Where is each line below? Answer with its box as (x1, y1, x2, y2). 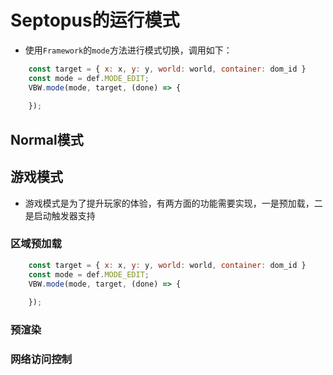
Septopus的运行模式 (10, 9, 180, 32)
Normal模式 (10, 131, 84, 148)
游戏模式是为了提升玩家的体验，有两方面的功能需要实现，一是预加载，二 (24, 197, 323, 209)
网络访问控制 (10, 352, 73, 366)
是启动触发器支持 (24, 209, 96, 221)
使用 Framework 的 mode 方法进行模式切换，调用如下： (24, 44, 233, 56)
